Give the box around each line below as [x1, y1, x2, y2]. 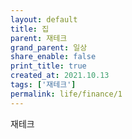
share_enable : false [10, 52, 97, 62]
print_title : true [10, 61, 87, 71]
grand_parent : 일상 [10, 42, 88, 53]
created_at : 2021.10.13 [10, 71, 110, 81]
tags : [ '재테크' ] [10, 80, 77, 90]
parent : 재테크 [10, 33, 68, 43]
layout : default [10, 14, 78, 25]
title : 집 [10, 24, 50, 34]
